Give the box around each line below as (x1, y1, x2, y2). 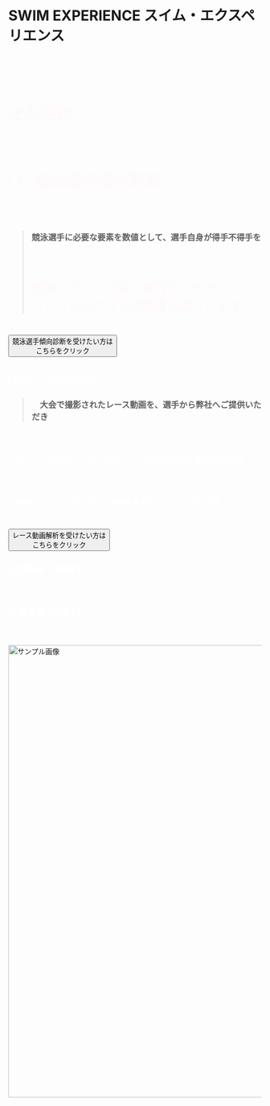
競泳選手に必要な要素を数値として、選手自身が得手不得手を (31, 232, 261, 243)
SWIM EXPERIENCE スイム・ (8, 6, 201, 25)
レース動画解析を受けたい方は (12, 531, 106, 540)
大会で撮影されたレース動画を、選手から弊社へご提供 (39, 399, 245, 410)
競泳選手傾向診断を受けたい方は (12, 337, 113, 346)
